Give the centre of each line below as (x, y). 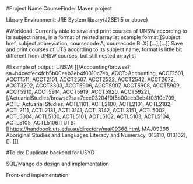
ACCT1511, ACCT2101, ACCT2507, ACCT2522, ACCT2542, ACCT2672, (91, 79)
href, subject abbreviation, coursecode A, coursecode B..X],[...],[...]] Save (94, 43)
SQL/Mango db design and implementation (58, 164)
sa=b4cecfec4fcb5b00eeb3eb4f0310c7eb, (58, 73)
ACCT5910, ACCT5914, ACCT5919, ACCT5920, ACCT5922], (78, 92)
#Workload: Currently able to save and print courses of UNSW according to (97, 31)
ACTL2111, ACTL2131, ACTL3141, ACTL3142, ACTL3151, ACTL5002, (86, 110)
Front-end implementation (37, 175)
